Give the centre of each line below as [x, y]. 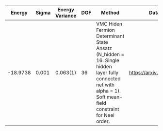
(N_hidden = [110, 54]
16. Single [108, 60]
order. [103, 121]
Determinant [110, 36]
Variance [66, 16]
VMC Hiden [109, 24]
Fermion [106, 30]
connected [108, 79]
